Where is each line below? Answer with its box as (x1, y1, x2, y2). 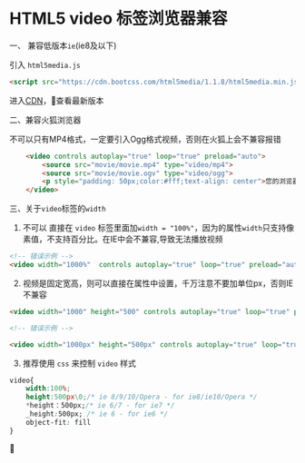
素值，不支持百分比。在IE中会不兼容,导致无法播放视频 (22, 233, 224, 245)
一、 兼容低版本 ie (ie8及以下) (9, 40, 117, 51)
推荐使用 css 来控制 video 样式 (22, 358, 136, 369)
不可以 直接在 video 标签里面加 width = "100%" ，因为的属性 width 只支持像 (22, 222, 295, 233)
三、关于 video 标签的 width (9, 203, 106, 214)
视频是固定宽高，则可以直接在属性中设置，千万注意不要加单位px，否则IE (22, 278, 293, 289)
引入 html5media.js (9, 59, 82, 70)
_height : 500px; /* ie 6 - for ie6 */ (25, 409, 169, 419)
